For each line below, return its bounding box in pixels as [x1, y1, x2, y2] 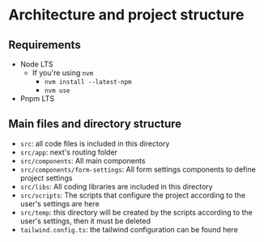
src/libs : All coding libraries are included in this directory [19, 181, 213, 191]
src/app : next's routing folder [19, 147, 118, 157]
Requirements [8, 38, 81, 52]
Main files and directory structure [8, 117, 182, 131]
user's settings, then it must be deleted [19, 216, 151, 226]
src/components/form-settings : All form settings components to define [19, 164, 257, 174]
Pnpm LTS [19, 94, 55, 103]
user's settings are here [19, 198, 100, 208]
